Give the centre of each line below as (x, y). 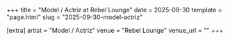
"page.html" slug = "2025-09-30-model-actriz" (75, 17)
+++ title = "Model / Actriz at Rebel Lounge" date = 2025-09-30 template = (115, 10)
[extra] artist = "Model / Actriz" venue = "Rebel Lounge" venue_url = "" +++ (115, 30)
